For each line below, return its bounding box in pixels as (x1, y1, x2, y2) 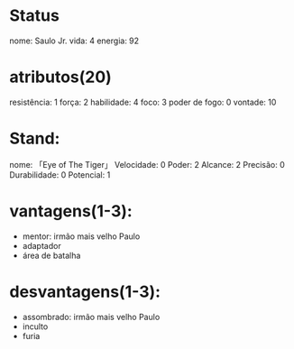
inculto (22, 321, 49, 332)
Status (9, 5, 60, 26)
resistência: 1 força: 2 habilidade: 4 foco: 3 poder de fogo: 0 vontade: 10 (9, 96, 277, 107)
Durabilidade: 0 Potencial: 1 (9, 169, 111, 180)
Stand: (9, 128, 60, 149)
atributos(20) (9, 67, 113, 87)
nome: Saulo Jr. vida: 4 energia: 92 (9, 35, 140, 46)
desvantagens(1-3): (9, 281, 161, 302)
